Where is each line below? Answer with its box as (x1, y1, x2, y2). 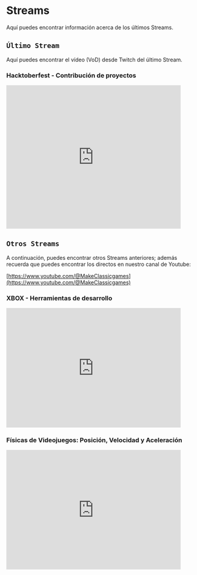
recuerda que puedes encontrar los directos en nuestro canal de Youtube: (6, 260, 191, 268)
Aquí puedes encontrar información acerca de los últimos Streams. (6, 24, 174, 31)
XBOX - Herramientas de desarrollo (6, 294, 113, 302)
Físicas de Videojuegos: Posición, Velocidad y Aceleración (6, 436, 182, 444)
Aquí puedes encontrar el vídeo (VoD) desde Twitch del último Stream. (6, 56, 183, 63)
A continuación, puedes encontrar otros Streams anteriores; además (6, 254, 178, 261)
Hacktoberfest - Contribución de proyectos (6, 71, 136, 80)
